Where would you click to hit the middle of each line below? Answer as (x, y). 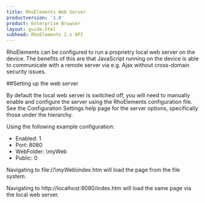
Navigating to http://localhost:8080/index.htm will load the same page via (99, 188)
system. (16, 176)
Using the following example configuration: (61, 127)
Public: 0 (26, 158)
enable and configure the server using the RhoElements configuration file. (99, 102)
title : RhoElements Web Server (46, 12)
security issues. (26, 72)
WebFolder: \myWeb (41, 152)
